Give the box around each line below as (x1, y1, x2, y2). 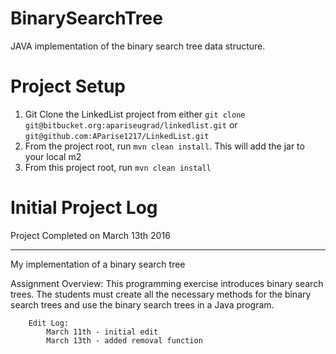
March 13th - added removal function (46, 335, 203, 346)
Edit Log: (28, 318, 70, 328)
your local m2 (24, 150, 82, 162)
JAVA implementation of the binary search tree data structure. (10, 40, 266, 52)
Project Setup (10, 75, 127, 98)
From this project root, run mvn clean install (24, 161, 212, 173)
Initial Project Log (10, 197, 158, 219)
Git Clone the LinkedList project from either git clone (24, 108, 246, 120)
